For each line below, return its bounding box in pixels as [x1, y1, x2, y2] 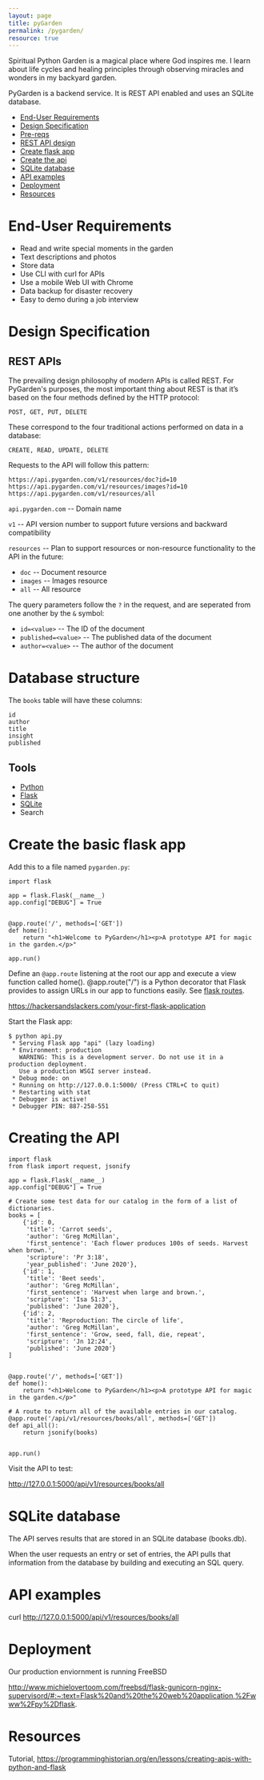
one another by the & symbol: [8, 609, 105, 618]
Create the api [19, 155, 67, 165]
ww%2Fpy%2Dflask [8, 1699, 76, 1709]
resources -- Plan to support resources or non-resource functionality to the [8, 544, 256, 553]
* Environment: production [11, 1046, 102, 1054]
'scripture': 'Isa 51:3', [26, 1295, 113, 1304]
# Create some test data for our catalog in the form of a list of [8, 1197, 238, 1205]
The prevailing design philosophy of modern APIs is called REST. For [8, 376, 234, 385]
